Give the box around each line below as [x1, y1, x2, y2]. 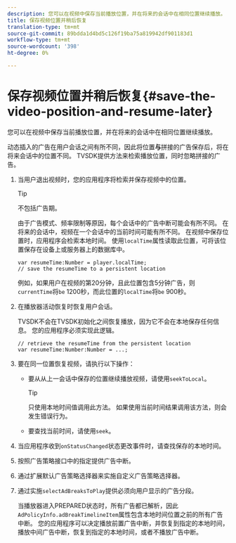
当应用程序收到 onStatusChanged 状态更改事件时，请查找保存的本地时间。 [17, 441, 225, 450]
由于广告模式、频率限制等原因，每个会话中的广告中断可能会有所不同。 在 [17, 219, 229, 227]
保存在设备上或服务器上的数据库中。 [23, 245, 129, 253]
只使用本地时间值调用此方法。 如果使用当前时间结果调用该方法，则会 [27, 402, 227, 411]
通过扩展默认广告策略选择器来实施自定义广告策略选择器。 [17, 471, 184, 480]
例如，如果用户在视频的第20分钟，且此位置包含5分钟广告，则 [17, 279, 195, 287]
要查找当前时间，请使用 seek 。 [27, 426, 115, 435]
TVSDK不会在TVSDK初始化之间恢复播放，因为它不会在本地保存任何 [17, 317, 214, 326]
